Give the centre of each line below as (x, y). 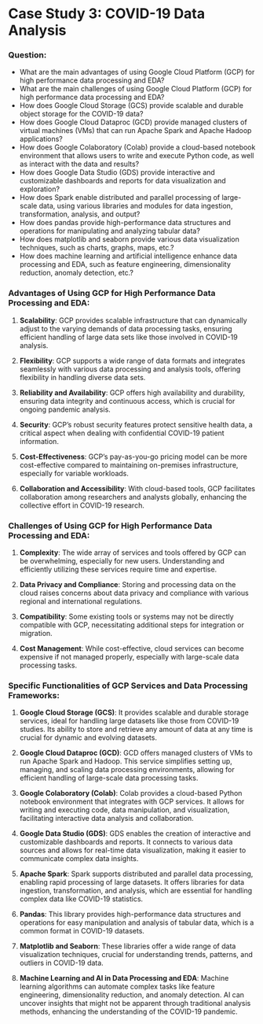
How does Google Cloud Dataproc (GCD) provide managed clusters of (133, 122)
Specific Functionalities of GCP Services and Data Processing (128, 686)
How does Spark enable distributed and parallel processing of (120, 198)
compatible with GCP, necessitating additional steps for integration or (132, 625)
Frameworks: (34, 695)
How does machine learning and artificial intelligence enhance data (128, 256)
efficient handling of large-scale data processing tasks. (109, 778)
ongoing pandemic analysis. (65, 409)
